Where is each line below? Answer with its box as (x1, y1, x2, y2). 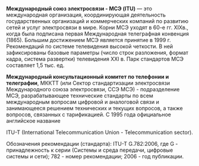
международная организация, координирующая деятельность (6, 11, 166, 18)
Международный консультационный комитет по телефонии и (6, 74, 169, 80)
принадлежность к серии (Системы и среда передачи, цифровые (6, 146, 173, 154)
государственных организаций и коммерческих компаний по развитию (6, 18, 189, 24)
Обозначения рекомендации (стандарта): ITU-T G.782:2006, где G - (6, 141, 178, 147)
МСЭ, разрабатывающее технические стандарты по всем (6, 92, 153, 99)
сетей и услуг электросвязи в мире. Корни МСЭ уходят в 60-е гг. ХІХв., (6, 24, 189, 31)
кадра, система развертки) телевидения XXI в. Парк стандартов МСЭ (6, 56, 184, 62)
